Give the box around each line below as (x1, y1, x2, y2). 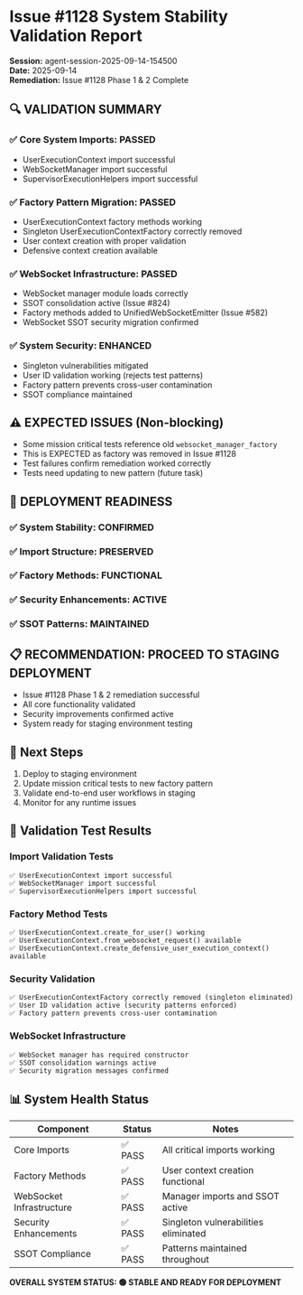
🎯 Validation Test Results (9, 824, 151, 839)
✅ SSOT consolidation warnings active (9, 1058, 157, 1067)
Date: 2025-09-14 (9, 65, 78, 76)
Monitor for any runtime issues (22, 797, 137, 807)
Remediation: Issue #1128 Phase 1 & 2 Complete (9, 74, 189, 85)
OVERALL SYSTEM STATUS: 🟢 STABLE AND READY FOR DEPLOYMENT (9, 1277, 282, 1288)
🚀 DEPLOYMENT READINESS (9, 494, 173, 509)
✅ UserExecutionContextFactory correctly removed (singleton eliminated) (9, 993, 295, 1002)
